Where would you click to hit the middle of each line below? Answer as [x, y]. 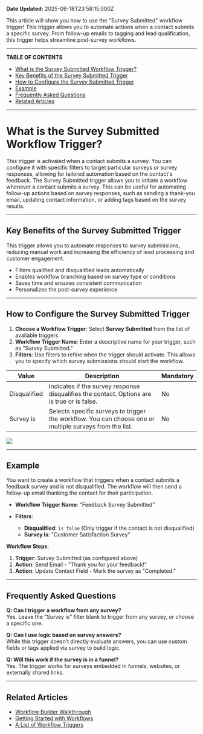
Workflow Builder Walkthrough [53, 712]
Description [102, 376]
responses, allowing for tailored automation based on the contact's [90, 174]
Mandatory [177, 376]
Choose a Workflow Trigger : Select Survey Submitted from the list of [102, 329]
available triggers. [37, 335]
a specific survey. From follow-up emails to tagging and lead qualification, [98, 33]
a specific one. [25, 623]
